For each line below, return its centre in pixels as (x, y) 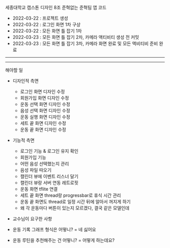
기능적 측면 (24, 140)
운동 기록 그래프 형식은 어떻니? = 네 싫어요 (54, 230)
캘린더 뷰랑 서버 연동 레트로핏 (49, 183)
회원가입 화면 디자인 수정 (45, 98)
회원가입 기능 (33, 157)
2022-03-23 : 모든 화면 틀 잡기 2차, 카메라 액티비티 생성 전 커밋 (76, 37)
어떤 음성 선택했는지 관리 (45, 164)
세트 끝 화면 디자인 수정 (43, 123)
